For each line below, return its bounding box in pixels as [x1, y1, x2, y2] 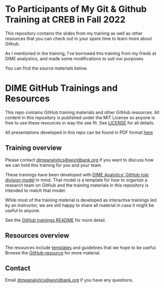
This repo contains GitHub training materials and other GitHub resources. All [5, 109, 160, 115]
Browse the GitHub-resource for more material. [5, 249, 101, 255]
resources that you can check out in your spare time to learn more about [5, 36, 152, 41]
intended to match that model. [5, 187, 66, 193]
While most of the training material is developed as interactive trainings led [5, 197, 157, 203]
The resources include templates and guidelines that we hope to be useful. [5, 245, 157, 250]
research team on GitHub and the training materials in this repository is [5, 182, 149, 188]
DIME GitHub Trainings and [5, 82, 118, 94]
